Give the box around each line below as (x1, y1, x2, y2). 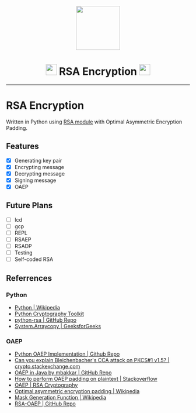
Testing (14, 249, 33, 256)
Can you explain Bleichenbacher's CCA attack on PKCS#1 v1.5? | (14, 357, 170, 364)
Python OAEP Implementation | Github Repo (14, 350, 120, 357)
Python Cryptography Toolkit (14, 310, 85, 317)
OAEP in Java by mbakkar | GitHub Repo (14, 369, 112, 376)
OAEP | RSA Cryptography (14, 381, 78, 388)
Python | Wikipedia (14, 304, 60, 311)
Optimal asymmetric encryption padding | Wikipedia (14, 388, 140, 395)
